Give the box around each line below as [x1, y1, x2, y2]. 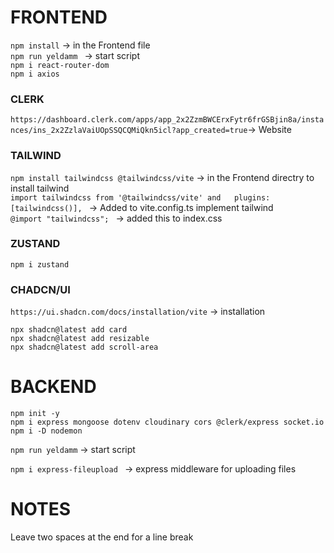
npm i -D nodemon [10, 426, 83, 436]
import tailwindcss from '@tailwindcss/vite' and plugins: [10, 192, 271, 203]
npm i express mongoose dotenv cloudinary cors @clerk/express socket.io [10, 417, 325, 428]
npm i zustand [10, 259, 70, 270]
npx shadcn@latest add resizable [10, 334, 150, 344]
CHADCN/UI [10, 282, 71, 296]
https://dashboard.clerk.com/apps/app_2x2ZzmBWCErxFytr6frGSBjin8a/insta [10, 115, 325, 125]
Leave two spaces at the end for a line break [10, 531, 194, 543]
